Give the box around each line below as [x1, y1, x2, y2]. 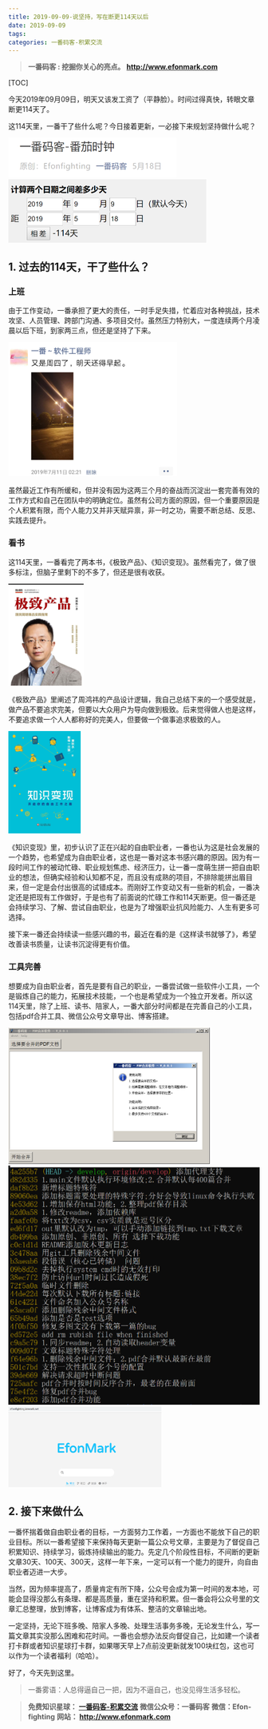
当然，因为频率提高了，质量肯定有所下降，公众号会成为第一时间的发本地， [8, 1584, 253, 1594]
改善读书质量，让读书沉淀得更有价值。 [8, 940, 134, 949]
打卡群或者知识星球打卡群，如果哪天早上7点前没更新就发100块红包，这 [8, 1641, 241, 1651]
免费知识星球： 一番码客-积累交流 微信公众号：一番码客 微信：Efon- [27, 1702, 252, 1711]
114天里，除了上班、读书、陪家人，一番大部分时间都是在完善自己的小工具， [8, 1001, 257, 1011]
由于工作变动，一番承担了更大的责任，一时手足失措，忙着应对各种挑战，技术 [8, 306, 260, 316]
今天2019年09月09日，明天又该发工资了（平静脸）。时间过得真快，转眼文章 [8, 94, 255, 104]
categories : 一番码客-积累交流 [8, 38, 103, 46]
